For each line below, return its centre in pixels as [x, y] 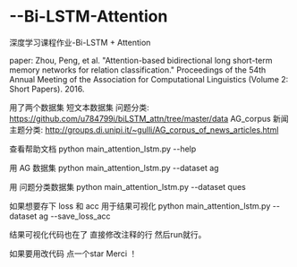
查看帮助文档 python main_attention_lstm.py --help [103, 149]
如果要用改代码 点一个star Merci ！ [73, 254]
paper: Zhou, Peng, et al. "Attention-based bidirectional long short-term [141, 60]
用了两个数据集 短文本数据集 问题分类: [79, 107]
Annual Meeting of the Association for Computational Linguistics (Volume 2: [149, 79]
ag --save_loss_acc [75, 216]
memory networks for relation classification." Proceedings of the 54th [138, 70]
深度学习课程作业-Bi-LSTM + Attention [80, 42]
